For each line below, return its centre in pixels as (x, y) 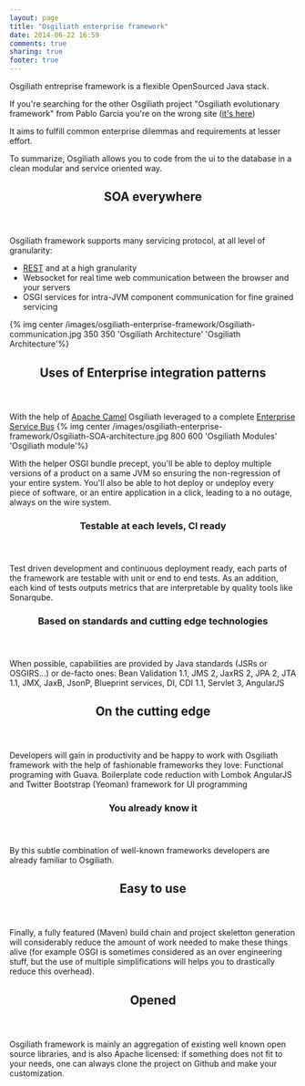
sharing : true (36, 52)
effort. (21, 141)
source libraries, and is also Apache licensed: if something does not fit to (146, 1053)
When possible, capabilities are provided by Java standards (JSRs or (138, 663)
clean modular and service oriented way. (86, 168)
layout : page (34, 18)
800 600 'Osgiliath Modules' (224, 436)
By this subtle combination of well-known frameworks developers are (140, 850)
